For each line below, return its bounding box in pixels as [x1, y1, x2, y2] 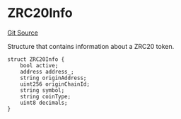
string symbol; [20, 86, 65, 93]
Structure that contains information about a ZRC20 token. [7, 42, 175, 50]
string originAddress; [20, 74, 87, 81]
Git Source [7, 28, 39, 37]
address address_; [20, 68, 74, 75]
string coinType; [20, 93, 71, 100]
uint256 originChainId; [20, 80, 90, 88]
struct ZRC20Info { [7, 55, 65, 63]
